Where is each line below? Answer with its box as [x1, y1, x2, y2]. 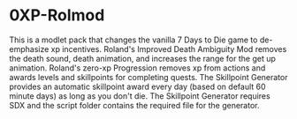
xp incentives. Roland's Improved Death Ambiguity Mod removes [50, 43, 287, 54]
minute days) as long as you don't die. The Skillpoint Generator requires [9, 90, 271, 101]
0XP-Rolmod [9, 5, 105, 26]
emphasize [9, 43, 49, 54]
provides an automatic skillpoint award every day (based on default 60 [9, 81, 267, 92]
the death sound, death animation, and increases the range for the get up [9, 53, 277, 63]
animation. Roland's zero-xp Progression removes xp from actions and [9, 63, 266, 73]
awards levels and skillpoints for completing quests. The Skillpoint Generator [9, 71, 288, 82]
